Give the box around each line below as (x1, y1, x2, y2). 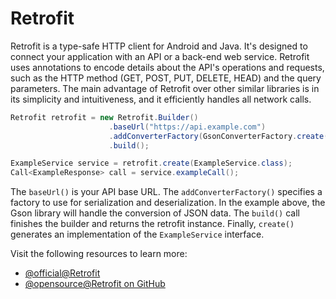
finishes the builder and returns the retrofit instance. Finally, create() (10, 218, 295, 230)
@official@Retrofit (24, 267, 101, 279)
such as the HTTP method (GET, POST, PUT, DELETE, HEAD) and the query (10, 72, 322, 84)
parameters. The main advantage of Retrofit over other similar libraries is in (10, 82, 320, 94)
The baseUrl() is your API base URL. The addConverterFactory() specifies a (10, 186, 323, 198)
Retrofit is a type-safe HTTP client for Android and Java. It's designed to (10, 40, 308, 52)
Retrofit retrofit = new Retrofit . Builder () (10, 112, 199, 122)
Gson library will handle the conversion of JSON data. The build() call (10, 207, 300, 219)
